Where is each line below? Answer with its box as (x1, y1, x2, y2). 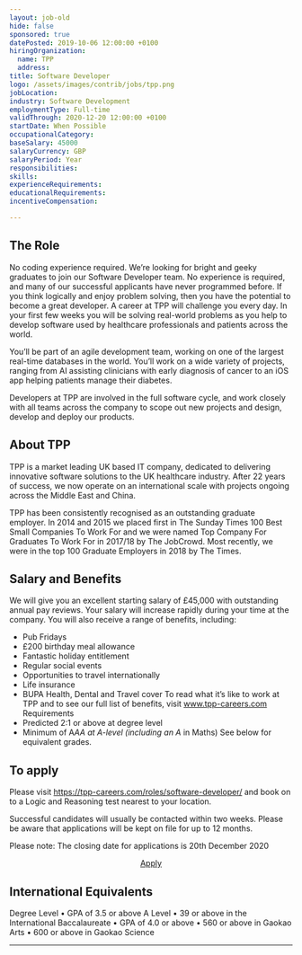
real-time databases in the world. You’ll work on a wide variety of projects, (9, 356, 285, 367)
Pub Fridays (22, 632, 67, 642)
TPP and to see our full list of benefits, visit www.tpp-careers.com (22, 698, 268, 710)
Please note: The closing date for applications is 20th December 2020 (9, 841, 270, 852)
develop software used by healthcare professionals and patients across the (9, 319, 289, 330)
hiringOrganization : (9, 47, 87, 56)
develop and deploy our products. (9, 411, 135, 422)
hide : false (9, 22, 54, 31)
